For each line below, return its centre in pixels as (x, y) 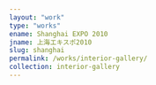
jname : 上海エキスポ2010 (51, 42)
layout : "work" (37, 17)
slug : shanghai (37, 50)
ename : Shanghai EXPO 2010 (59, 34)
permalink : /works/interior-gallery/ (78, 58)
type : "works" (35, 26)
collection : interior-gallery (65, 67)
